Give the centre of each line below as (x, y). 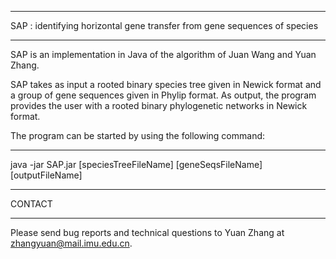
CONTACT (31, 204)
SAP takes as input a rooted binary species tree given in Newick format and (166, 84)
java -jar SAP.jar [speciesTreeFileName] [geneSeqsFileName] (136, 164)
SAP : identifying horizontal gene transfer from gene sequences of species (164, 25)
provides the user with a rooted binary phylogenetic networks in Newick (159, 105)
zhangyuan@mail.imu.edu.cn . (71, 243)
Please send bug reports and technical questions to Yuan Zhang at (147, 232)
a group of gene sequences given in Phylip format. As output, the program (163, 95)
